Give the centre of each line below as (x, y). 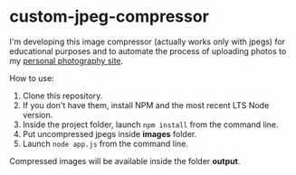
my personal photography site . (67, 60)
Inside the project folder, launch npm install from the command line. (150, 124)
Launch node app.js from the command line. (105, 143)
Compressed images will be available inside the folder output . (125, 161)
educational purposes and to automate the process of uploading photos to (148, 51)
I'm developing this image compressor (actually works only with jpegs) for (148, 41)
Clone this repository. (62, 96)
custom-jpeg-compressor (110, 17)
